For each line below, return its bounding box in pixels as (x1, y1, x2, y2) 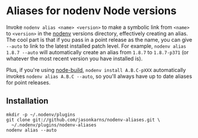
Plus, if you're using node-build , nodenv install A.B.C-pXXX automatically (6, 66, 186, 73)
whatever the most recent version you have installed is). (6, 55, 143, 62)
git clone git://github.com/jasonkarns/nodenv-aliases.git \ (6, 117, 161, 123)
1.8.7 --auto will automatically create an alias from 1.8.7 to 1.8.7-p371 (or (6, 48, 189, 55)
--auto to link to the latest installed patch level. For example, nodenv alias (6, 42, 187, 50)
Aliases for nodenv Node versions (6, 4, 177, 18)
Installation (6, 96, 49, 106)
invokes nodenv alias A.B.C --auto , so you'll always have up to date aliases (6, 73, 193, 80)
